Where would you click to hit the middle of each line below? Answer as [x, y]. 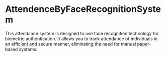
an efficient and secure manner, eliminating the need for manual [71, 44]
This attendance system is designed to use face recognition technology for [82, 33]
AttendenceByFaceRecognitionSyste [83, 9]
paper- [144, 44]
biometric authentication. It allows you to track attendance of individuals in [82, 39]
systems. [28, 49]
